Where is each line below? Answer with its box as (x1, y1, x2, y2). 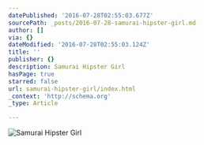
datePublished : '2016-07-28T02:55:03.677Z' (8, 11, 154, 20)
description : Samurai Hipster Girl (8, 63, 126, 71)
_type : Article (8, 99, 59, 107)
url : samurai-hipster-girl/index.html (8, 84, 136, 93)
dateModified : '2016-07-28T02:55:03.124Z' (8, 41, 150, 49)
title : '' (8, 48, 41, 56)
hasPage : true (8, 70, 55, 78)
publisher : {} (8, 56, 55, 64)
